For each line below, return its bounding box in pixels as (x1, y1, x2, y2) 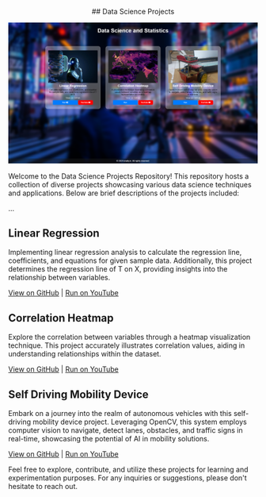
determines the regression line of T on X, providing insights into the (8, 264, 228, 274)
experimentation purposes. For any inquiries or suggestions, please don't (8, 472, 247, 483)
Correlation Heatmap (8, 311, 114, 325)
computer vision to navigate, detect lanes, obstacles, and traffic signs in (8, 425, 243, 435)
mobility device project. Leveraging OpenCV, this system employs (32, 417, 247, 426)
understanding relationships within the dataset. (8, 349, 161, 359)
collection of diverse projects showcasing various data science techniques (8, 179, 252, 189)
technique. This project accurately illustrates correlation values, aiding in (8, 341, 245, 350)
